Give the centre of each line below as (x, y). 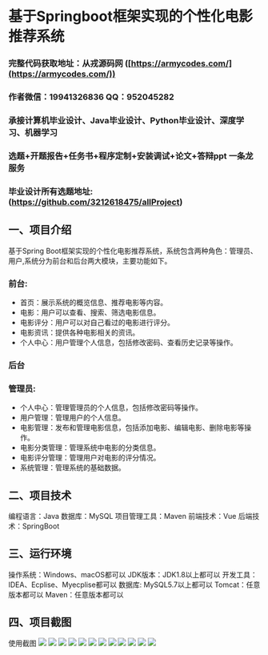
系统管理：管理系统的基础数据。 (72, 468)
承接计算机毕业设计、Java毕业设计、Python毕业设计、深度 (122, 120)
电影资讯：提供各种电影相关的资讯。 (80, 332)
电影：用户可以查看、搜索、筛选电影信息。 (90, 312)
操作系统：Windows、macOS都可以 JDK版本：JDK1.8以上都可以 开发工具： (133, 574)
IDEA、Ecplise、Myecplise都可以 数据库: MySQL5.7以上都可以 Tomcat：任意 (134, 585)
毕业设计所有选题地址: (51, 191)
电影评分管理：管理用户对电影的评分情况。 (90, 458)
